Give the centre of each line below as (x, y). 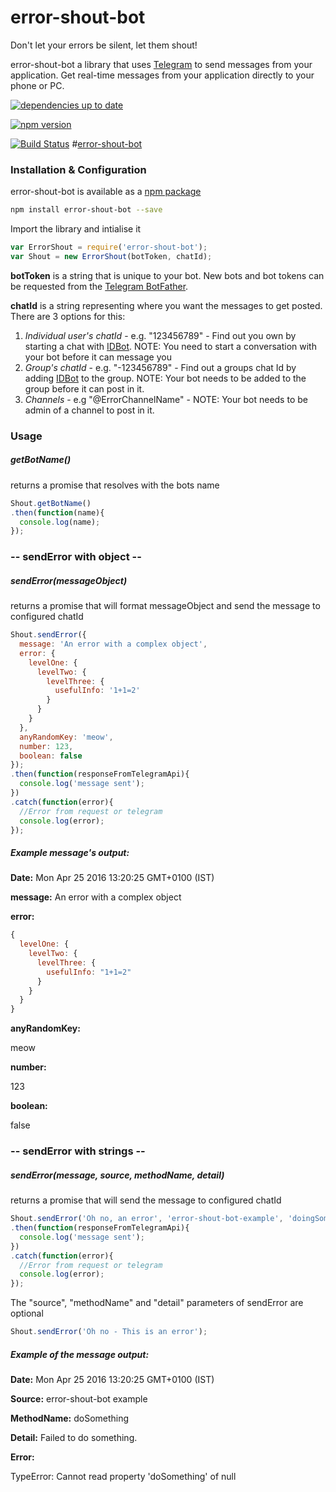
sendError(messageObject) (69, 580)
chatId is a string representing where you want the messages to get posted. (166, 305)
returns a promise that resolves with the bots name (115, 485)
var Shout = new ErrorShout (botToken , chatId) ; (111, 256)
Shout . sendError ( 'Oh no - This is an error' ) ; (109, 1332)
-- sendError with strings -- (78, 1151)
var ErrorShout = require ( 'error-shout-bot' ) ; (109, 247)
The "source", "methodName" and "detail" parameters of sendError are (157, 1303)
